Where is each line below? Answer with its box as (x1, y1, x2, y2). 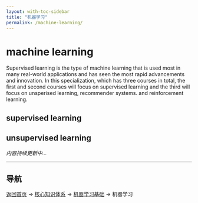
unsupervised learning (6, 133, 91, 143)
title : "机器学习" (6, 14, 48, 20)
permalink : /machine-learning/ (6, 19, 83, 25)
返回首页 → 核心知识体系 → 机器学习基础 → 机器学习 (6, 191, 133, 198)
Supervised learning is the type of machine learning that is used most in (6, 64, 181, 71)
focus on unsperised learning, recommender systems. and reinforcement (6, 90, 184, 97)
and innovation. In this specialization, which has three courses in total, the (6, 77, 186, 84)
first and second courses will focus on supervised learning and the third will (6, 83, 190, 90)
